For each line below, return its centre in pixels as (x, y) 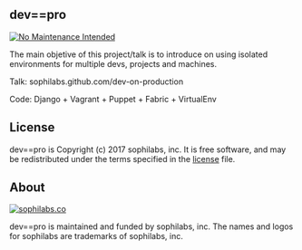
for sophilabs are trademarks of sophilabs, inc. (97, 236)
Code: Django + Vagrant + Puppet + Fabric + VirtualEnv (113, 99)
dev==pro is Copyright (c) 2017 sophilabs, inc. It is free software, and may (148, 149)
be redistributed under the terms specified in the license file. (122, 159)
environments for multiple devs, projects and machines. (113, 63)
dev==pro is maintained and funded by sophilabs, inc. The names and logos (151, 226)
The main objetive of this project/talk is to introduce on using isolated (139, 54)
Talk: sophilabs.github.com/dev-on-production (97, 82)
